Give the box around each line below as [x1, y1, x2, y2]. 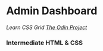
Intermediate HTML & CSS [6, 39, 83, 47]
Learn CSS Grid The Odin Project [6, 24, 88, 31]
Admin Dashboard [6, 4, 98, 18]
